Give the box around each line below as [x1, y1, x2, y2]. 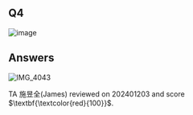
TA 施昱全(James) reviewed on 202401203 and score [8, 88, 185, 99]
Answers [8, 51, 55, 65]
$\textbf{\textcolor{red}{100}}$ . [8, 98, 114, 108]
